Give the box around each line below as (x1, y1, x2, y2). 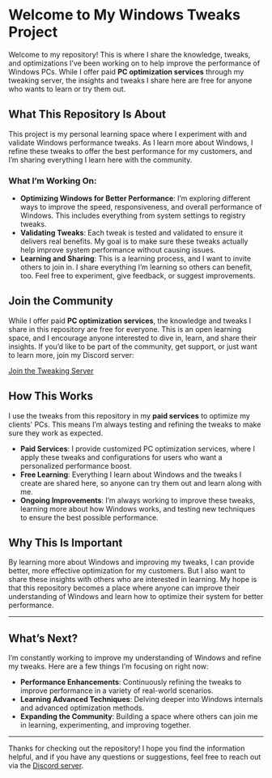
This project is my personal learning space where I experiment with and (8, 129, 247, 138)
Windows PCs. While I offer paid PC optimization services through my (8, 66, 244, 76)
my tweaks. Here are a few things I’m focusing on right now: (8, 661, 209, 671)
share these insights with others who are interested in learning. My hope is (8, 575, 257, 585)
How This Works (8, 389, 94, 403)
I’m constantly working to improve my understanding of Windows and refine (8, 653, 261, 663)
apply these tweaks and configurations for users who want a (19, 452, 223, 462)
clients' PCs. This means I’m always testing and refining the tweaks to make (8, 419, 261, 429)
